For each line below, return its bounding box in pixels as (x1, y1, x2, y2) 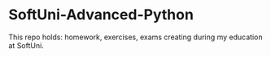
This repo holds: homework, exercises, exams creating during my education (8, 32, 263, 42)
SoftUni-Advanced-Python (8, 6, 194, 24)
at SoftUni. (8, 40, 45, 50)
